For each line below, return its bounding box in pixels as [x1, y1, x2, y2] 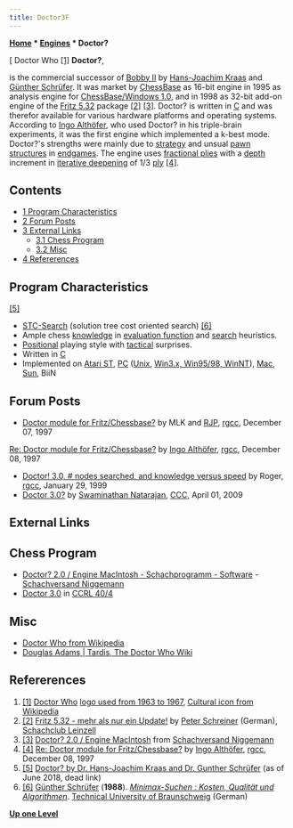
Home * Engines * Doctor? [9, 37, 109, 48]
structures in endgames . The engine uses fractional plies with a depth [9, 148, 265, 158]
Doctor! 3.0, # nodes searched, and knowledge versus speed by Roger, [21, 471, 284, 482]
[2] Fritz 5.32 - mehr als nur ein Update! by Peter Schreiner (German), [21, 715, 278, 726]
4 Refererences [21, 254, 79, 264]
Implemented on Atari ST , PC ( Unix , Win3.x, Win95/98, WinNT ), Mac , [21, 358, 276, 369]
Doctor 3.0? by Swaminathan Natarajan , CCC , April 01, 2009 [21, 490, 243, 500]
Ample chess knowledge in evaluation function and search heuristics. [21, 330, 278, 341]
